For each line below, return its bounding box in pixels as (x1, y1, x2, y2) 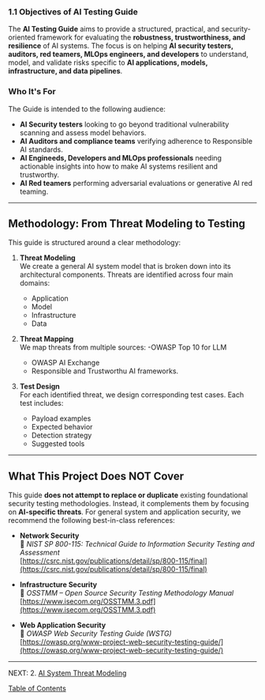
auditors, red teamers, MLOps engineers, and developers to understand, (8, 50, 248, 59)
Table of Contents (8, 683, 67, 694)
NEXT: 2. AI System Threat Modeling (8, 668, 127, 678)
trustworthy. (19, 169, 60, 180)
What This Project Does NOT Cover (8, 469, 185, 482)
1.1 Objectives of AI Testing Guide (8, 6, 138, 17)
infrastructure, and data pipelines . (8, 66, 123, 76)
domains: (19, 278, 50, 288)
